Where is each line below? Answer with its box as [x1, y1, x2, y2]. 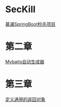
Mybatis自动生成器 [5, 59, 45, 65]
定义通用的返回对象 [5, 96, 46, 102]
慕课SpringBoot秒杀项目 [5, 21, 56, 27]
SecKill [5, 4, 36, 15]
